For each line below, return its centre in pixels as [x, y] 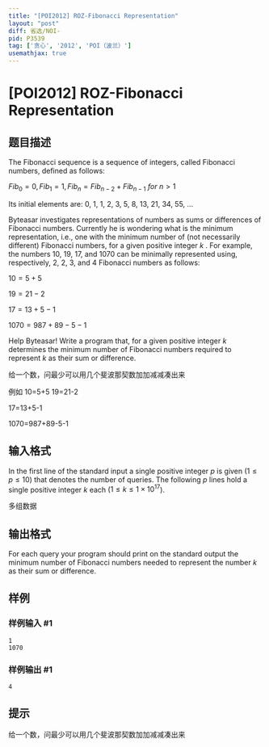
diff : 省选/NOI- [34, 31]
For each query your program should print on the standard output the [124, 554]
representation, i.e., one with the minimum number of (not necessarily [124, 237]
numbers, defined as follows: [57, 171]
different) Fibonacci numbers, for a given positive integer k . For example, [130, 245]
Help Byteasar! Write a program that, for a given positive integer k [118, 341]
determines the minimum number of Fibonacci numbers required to [120, 349]
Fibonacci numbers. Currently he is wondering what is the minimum [121, 228]
